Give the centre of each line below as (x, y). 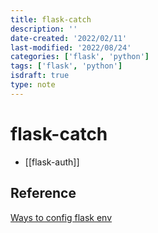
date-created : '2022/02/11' (69, 38)
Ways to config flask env (61, 217)
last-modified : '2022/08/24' (71, 47)
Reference (43, 193)
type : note (33, 85)
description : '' (44, 29)
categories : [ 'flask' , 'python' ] (80, 57)
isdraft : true (40, 76)
